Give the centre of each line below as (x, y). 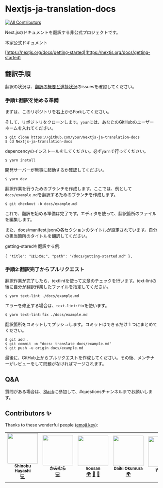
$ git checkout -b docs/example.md (41, 204)
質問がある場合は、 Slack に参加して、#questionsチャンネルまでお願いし (77, 392)
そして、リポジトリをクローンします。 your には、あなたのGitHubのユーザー (80, 122)
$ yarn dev (16, 179)
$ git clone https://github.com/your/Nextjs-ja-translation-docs (72, 137)
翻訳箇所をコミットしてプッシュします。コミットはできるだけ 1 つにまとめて (81, 324)
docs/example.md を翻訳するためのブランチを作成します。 (61, 195)
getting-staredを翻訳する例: (33, 246)
